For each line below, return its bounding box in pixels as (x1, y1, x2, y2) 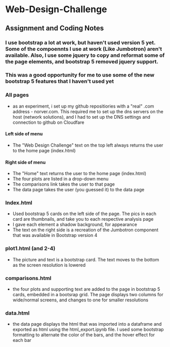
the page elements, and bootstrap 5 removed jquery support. (5, 58, 158, 65)
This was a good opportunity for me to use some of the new (5, 72, 155, 79)
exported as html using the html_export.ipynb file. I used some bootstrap (12, 326, 164, 333)
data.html (5, 309, 30, 317)
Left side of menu (5, 131, 43, 137)
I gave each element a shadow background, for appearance (12, 222, 138, 228)
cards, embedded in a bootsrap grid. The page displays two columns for (12, 292, 163, 298)
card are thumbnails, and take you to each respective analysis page (12, 216, 154, 222)
